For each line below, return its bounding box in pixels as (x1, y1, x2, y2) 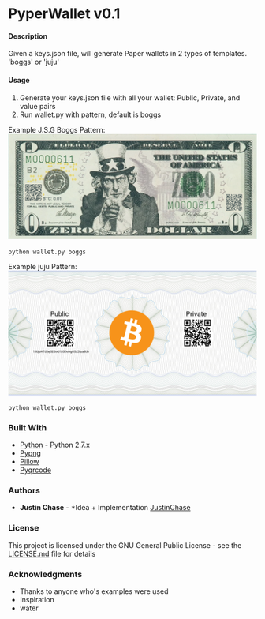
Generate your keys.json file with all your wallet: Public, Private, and (19, 92, 241, 103)
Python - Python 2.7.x (19, 440, 91, 449)
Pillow (19, 457, 39, 466)
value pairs (19, 101, 56, 111)
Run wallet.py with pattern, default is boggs (19, 110, 162, 119)
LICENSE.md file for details (8, 549, 96, 558)
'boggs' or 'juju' (8, 57, 60, 67)
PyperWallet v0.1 (8, 5, 121, 23)
